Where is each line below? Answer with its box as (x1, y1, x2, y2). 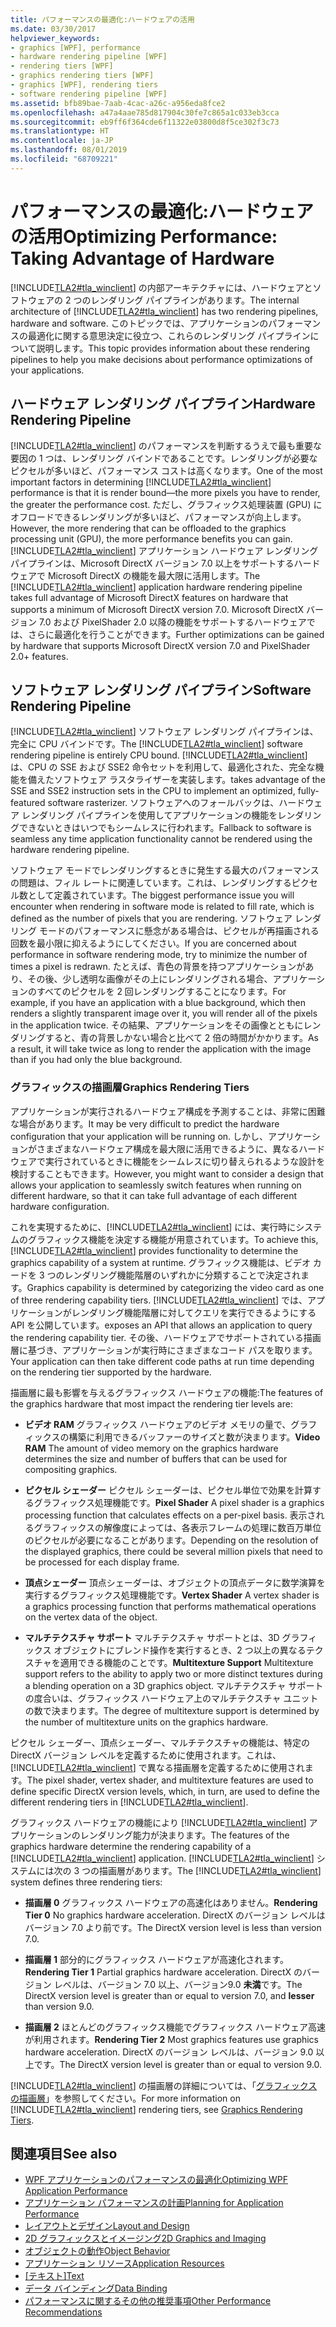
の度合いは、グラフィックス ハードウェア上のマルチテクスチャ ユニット (24, 1692, 319, 1704)
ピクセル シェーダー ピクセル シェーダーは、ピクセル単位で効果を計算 (24, 1484, 313, 1496)
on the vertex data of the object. (24, 1611, 158, 1623)
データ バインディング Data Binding (24, 2282, 168, 2295)
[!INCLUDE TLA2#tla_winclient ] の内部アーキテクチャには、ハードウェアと (10, 281, 313, 293)
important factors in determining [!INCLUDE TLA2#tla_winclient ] (10, 476, 272, 488)
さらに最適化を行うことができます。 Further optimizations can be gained (27, 628, 325, 640)
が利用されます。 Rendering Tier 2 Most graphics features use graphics (24, 2033, 320, 2045)
